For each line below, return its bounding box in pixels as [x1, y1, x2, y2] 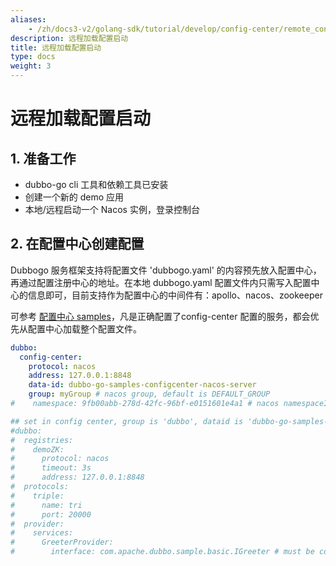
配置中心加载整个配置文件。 [27, 322, 142, 335]
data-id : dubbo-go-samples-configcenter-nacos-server [28, 380, 257, 390]
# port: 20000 [10, 509, 92, 520]
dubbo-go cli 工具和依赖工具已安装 [24, 179, 169, 190]
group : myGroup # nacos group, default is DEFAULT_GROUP [28, 389, 271, 400]
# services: [10, 528, 74, 538]
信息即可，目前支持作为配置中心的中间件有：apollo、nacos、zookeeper [27, 289, 323, 301]
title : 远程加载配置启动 [10, 42, 102, 53]
